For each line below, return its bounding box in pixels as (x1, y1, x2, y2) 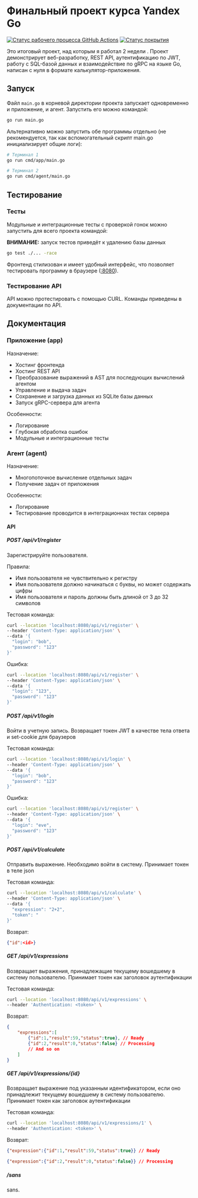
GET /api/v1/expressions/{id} (6, 1070, 80, 1077)
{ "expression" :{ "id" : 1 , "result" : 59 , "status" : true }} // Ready (6, 1148, 160, 1154)
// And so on (28, 1046, 60, 1052)
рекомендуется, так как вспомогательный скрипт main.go (6, 134, 154, 141)
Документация (6, 319, 67, 329)
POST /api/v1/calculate (6, 846, 65, 853)
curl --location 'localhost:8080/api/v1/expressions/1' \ (6, 1120, 152, 1126)
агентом (15, 380, 37, 387)
